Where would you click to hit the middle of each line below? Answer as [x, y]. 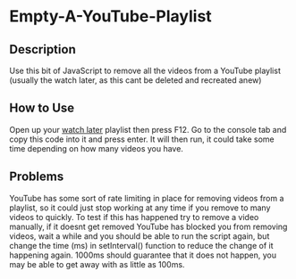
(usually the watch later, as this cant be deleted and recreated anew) [135, 80]
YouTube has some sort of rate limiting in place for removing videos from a [147, 198]
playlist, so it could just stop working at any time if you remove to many [140, 208]
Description [42, 49]
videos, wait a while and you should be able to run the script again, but [140, 236]
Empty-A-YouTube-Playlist [110, 16]
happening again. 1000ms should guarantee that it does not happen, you [143, 255]
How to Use [42, 108]
